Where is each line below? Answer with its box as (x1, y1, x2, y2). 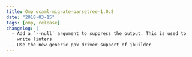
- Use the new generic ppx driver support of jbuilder (11, 42, 152, 48)
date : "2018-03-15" (6, 14, 55, 20)
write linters (17, 36, 52, 42)
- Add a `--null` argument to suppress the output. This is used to (11, 31, 187, 37)
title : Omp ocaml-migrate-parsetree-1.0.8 (6, 8, 114, 15)
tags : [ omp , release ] (6, 20, 61, 26)
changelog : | (6, 25, 39, 31)
